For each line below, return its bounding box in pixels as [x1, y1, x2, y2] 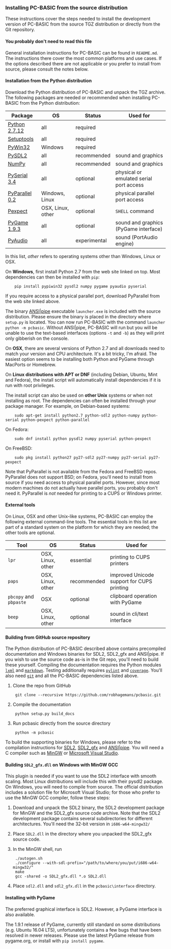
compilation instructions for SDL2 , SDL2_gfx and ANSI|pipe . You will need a [5, 745, 164, 751]
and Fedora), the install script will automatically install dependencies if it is [5, 377, 161, 383]
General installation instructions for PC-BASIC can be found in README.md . [5, 50, 159, 56]
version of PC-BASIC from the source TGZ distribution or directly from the [5, 21, 160, 27]
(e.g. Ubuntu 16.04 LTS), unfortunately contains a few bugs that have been [5, 927, 161, 933]
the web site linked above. [5, 298, 60, 304]
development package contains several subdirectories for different [12, 816, 153, 822]
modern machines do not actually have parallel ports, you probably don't [5, 484, 158, 491]
